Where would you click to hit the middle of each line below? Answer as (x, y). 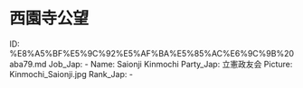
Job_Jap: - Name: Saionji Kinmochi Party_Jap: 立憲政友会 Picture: (170, 64)
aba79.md (28, 64)
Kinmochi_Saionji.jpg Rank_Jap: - (71, 74)
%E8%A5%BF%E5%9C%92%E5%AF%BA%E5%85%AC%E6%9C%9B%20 (152, 53)
